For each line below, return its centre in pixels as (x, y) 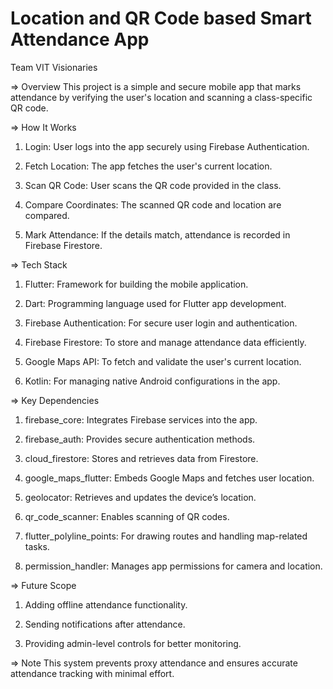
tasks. (37, 546)
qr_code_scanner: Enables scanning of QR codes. (127, 516)
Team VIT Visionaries (54, 67)
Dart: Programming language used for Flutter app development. (155, 303)
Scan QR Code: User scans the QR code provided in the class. (153, 185)
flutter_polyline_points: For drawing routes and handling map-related (166, 536)
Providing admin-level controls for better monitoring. (133, 643)
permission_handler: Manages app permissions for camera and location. (173, 566)
